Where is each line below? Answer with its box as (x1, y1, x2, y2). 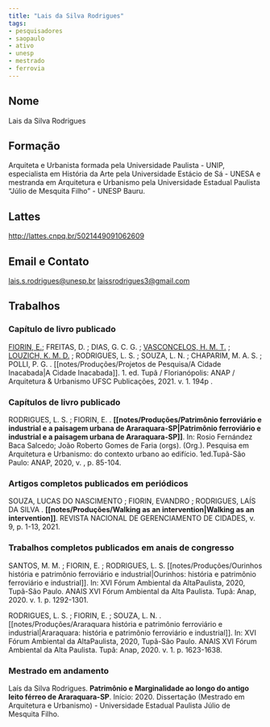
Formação (8, 139, 60, 153)
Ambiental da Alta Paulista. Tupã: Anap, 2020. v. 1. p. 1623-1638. (8, 645, 223, 654)
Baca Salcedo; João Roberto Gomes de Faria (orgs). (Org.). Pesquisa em (8, 440, 250, 450)
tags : (8, 19, 27, 27)
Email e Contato (8, 254, 89, 268)
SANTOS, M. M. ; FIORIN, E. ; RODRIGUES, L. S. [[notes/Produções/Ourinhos (8, 561, 263, 570)
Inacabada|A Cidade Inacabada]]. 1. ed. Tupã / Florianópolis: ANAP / (8, 368, 235, 377)
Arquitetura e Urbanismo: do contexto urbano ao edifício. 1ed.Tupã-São (8, 449, 246, 459)
